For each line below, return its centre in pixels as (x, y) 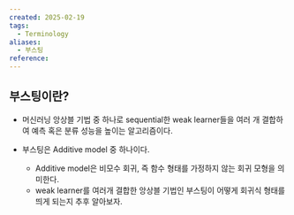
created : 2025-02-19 (47, 17)
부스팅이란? (39, 97)
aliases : (25, 42)
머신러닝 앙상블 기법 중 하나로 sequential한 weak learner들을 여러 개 (141, 119)
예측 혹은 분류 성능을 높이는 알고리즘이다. (102, 130)
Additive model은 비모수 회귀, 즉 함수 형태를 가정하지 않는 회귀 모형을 (155, 168)
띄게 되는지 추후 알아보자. (79, 201)
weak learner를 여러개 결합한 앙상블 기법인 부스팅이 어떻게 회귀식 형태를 (160, 190)
